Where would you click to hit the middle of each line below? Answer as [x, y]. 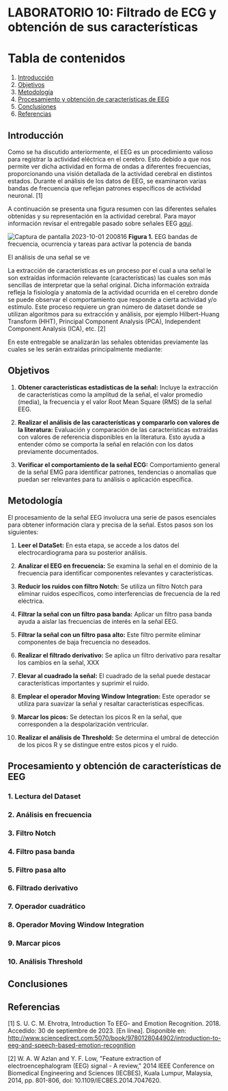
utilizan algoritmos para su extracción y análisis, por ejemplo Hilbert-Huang [114, 314]
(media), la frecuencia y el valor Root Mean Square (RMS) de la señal [115, 401]
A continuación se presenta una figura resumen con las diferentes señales [112, 209]
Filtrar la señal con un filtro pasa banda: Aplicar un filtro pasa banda [115, 614]
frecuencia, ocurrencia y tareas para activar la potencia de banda [100, 244]
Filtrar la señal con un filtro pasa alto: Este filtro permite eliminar [109, 634]
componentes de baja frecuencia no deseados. [84, 642]
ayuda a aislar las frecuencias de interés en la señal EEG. [98, 621]
